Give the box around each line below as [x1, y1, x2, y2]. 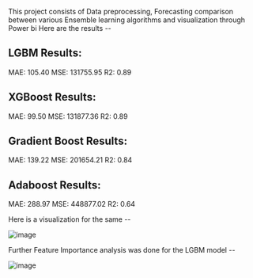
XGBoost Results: [8, 90, 96, 104]
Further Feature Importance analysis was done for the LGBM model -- [8, 246, 236, 255]
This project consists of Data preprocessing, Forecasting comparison [8, 7, 234, 16]
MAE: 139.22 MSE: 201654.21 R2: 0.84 [8, 155, 133, 165]
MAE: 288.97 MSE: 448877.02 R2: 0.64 [8, 200, 136, 209]
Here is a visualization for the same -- [8, 215, 131, 224]
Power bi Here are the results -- [8, 24, 112, 32]
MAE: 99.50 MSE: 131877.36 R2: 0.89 [8, 111, 128, 121]
